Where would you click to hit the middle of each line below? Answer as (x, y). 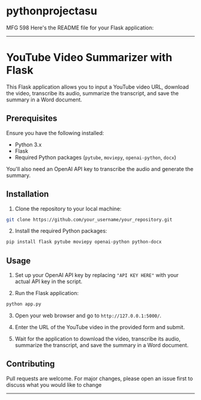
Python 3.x (28, 145)
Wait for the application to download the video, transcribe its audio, (98, 339)
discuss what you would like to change (54, 384)
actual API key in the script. (48, 282)
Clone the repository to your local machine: (68, 209)
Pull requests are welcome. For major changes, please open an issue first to (100, 378)
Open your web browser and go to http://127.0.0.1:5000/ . (88, 315)
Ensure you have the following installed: (55, 133)
